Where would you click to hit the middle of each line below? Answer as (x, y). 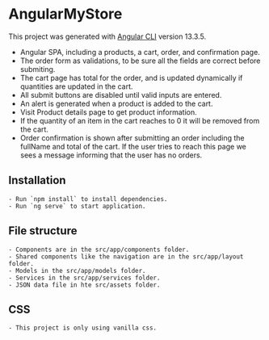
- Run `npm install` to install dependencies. (88, 199)
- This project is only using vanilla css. (83, 328)
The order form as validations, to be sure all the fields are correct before (140, 61)
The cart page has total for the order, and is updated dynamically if (131, 78)
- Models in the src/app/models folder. (78, 271)
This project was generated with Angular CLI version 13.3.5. (107, 36)
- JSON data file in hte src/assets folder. (84, 285)
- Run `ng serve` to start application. (78, 206)
